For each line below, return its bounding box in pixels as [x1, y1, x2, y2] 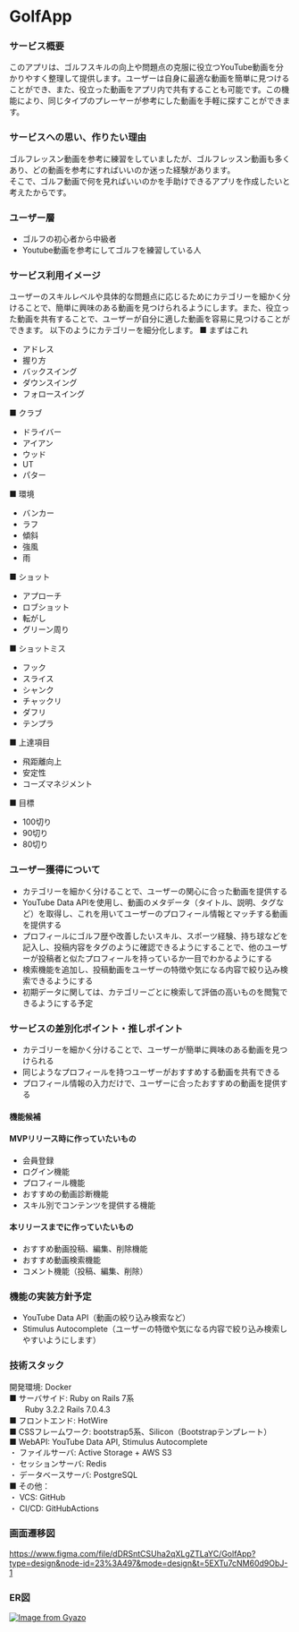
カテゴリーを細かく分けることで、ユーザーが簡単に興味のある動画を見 [21, 1044, 280, 1055]
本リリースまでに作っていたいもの [9, 1222, 134, 1233]
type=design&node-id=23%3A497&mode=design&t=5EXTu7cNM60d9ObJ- [9, 1558, 288, 1568]
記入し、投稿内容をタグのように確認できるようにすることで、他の [21, 942, 265, 953]
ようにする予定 [37, 997, 94, 1008]
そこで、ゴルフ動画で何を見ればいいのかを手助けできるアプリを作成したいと [9, 175, 291, 186]
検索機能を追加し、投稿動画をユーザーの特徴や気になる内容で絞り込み [21, 964, 281, 975]
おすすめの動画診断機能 [21, 1188, 109, 1199]
